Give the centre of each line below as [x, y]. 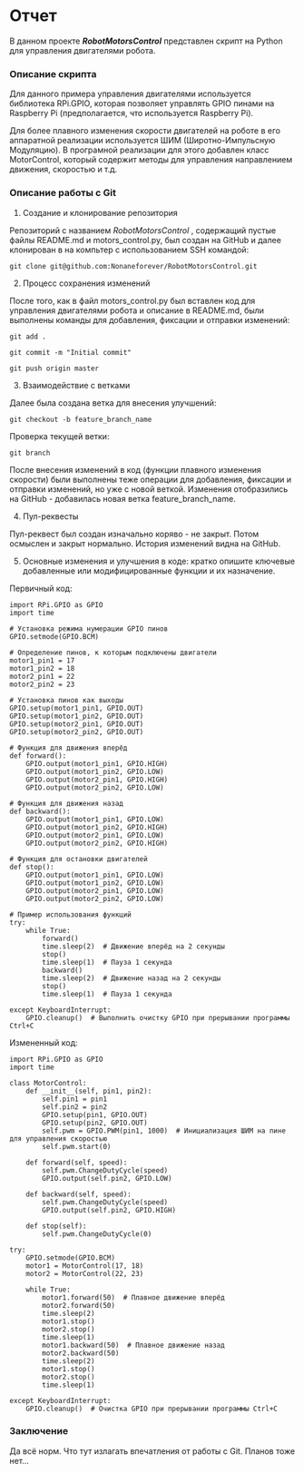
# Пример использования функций [70, 914]
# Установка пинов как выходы [67, 700]
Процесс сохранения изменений [86, 283]
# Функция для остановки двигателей [78, 859]
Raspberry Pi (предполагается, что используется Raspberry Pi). [132, 113]
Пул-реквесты [50, 516]
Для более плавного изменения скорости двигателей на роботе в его [145, 131]
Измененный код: [44, 1042]
